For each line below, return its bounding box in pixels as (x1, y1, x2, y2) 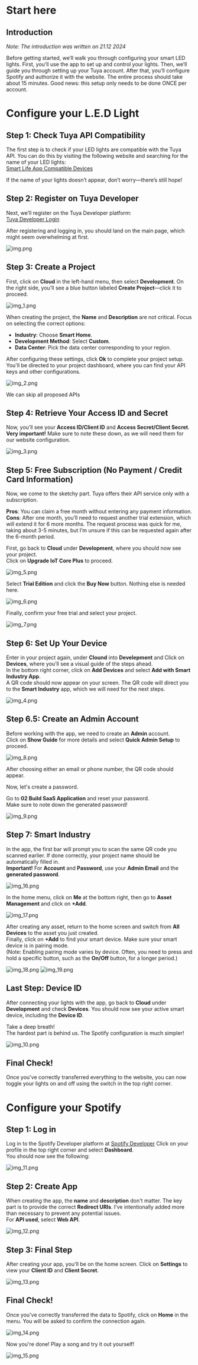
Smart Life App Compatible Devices (6, 165, 93, 172)
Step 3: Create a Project (6, 262, 96, 272)
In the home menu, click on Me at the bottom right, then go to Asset (6, 893, 172, 901)
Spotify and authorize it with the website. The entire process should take (6, 74, 183, 80)
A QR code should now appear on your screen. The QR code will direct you (6, 679, 189, 686)
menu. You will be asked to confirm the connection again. (6, 1318, 146, 1325)
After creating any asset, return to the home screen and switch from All (6, 923, 180, 930)
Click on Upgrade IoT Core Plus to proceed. (6, 557, 113, 564)
